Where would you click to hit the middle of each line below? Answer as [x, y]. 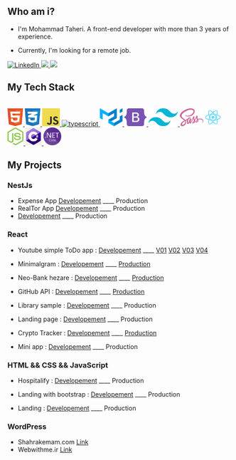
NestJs [20, 185]
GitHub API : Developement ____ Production [81, 291]
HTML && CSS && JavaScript [58, 365]
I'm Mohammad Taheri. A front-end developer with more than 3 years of [123, 28]
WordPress [27, 427]
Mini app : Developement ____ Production [78, 346]
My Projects [34, 166]
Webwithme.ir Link [45, 450]
